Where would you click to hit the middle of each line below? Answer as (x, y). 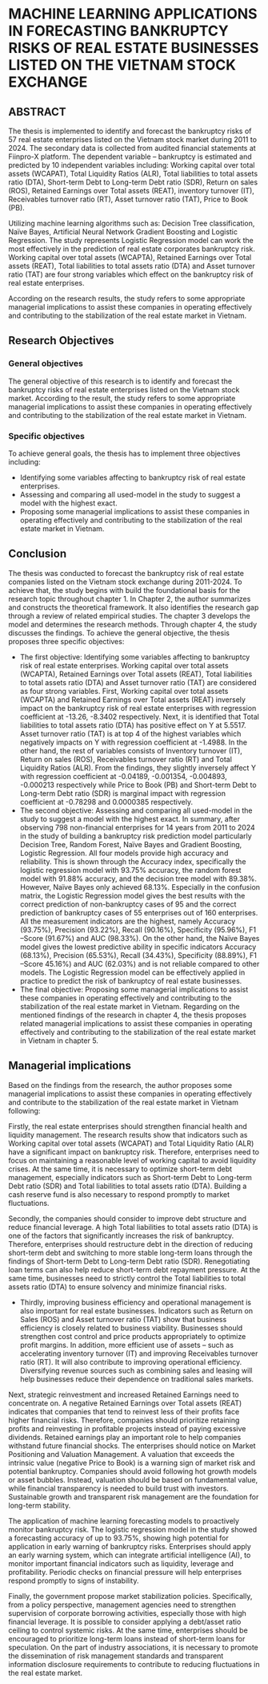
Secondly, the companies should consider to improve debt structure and (127, 1218)
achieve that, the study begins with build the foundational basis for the (124, 590)
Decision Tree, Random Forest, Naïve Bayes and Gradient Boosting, (131, 844)
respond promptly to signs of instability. (74, 1581)
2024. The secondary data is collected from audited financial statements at (132, 148)
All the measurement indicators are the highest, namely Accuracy (128, 921)
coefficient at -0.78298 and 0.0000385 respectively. (106, 801)
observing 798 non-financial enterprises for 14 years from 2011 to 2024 (138, 827)
